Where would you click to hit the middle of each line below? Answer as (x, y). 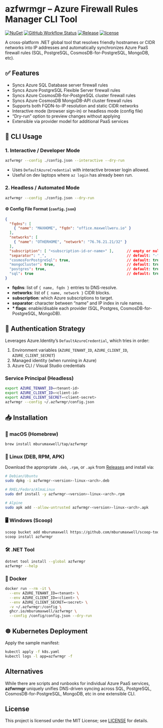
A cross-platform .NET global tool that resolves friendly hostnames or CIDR (80, 42)
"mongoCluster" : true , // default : (80, 264)
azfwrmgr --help (21, 566)
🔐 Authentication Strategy (45, 329)
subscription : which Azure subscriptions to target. (63, 298)
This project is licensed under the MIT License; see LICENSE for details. (77, 721)
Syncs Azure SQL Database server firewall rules (60, 85)
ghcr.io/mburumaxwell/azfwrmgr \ (43, 611)
